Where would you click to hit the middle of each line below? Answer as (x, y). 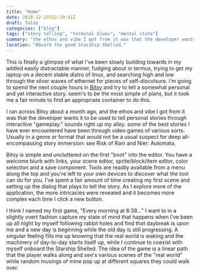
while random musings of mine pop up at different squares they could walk (98, 261)
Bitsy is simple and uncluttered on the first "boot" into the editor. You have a (99, 154)
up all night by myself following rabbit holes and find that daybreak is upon (98, 223)
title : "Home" (24, 12)
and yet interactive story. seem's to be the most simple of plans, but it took (98, 94)
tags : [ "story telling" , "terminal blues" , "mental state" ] (82, 34)
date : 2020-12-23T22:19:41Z (41, 17)
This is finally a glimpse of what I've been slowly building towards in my (94, 62)
